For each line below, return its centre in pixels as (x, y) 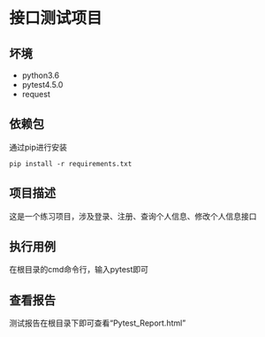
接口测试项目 (56, 18)
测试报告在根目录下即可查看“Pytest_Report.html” (98, 323)
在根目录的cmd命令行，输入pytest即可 (79, 270)
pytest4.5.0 (42, 84)
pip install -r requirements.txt (71, 164)
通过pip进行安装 (38, 147)
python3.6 (41, 75)
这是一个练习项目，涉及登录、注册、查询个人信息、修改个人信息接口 (133, 216)
